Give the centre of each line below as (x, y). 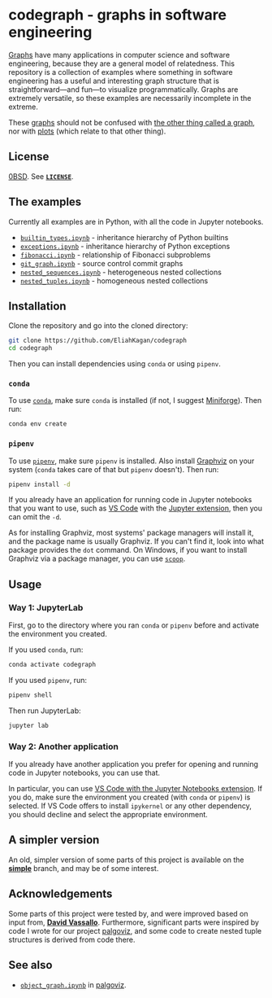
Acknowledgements (60, 894)
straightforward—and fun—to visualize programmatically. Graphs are (123, 89)
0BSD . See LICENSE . (41, 176)
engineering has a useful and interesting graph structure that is (114, 81)
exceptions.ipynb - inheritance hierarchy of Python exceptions (125, 246)
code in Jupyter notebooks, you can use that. (84, 773)
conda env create (38, 424)
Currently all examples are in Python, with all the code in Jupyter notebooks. (136, 221)
